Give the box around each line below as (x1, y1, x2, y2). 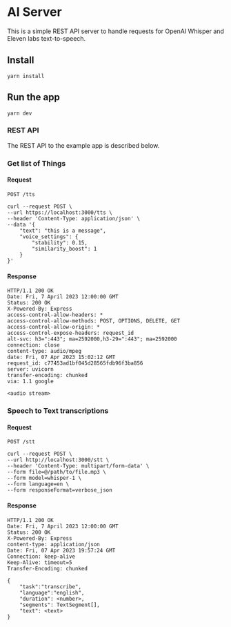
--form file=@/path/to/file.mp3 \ (7, 469, 107, 476)
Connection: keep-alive (7, 553, 76, 560)
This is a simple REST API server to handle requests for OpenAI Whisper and (7, 27, 224, 35)
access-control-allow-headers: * (7, 311, 103, 318)
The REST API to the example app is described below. (7, 141, 160, 149)
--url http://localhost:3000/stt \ (7, 456, 110, 463)
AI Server (7, 4, 62, 20)
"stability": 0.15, (32, 239, 88, 246)
